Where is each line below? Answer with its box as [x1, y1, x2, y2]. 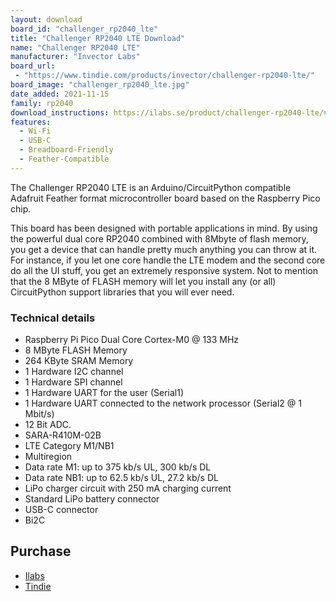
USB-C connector [24, 504, 99, 516]
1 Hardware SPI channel [24, 376, 123, 388]
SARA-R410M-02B [24, 429, 102, 441]
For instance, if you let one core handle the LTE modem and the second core [10, 254, 326, 266]
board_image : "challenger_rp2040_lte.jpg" [10, 80, 190, 90]
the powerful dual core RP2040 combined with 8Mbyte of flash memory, [10, 232, 309, 245]
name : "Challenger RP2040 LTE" [10, 42, 141, 53]
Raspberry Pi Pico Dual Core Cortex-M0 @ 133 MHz [24, 334, 240, 346]
